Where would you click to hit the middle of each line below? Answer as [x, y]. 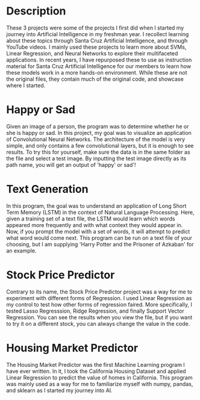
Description [36, 11]
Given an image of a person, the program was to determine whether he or [98, 126]
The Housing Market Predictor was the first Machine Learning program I [95, 364]
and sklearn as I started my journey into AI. [59, 390]
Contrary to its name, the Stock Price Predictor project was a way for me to [99, 292]
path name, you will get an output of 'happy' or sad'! [71, 164]
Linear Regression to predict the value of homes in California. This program [99, 377]
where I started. [26, 85]
